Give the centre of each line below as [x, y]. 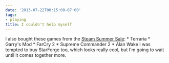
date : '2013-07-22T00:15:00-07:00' [43, 10]
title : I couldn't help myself [39, 24]
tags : [11, 15]
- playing [16, 19]
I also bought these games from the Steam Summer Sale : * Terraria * [78, 39]
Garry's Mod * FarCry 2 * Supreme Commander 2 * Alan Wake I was [78, 45]
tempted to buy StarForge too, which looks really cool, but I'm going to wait [85, 50]
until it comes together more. [36, 55]
